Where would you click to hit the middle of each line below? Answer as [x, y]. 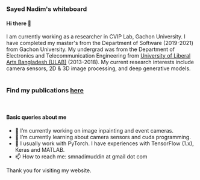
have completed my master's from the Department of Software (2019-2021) [100, 43]
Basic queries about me [36, 117]
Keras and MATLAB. [40, 149]
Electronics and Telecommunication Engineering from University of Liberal [98, 56]
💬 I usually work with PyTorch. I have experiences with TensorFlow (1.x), [104, 143]
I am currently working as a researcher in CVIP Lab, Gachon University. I [96, 37]
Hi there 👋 [19, 23]
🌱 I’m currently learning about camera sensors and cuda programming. [103, 137]
